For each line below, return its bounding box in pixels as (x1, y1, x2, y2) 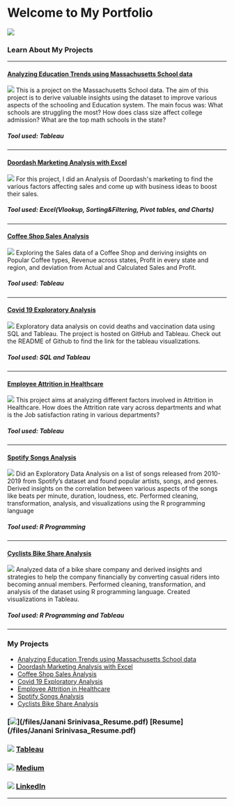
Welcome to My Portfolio (7, 5, 153, 21)
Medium (15, 763, 45, 773)
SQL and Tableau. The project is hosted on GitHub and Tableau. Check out (7, 329, 221, 337)
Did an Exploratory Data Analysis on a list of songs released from (15, 469, 203, 478)
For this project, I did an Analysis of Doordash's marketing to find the (15, 174, 214, 183)
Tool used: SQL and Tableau (7, 353, 91, 361)
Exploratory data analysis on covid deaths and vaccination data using (15, 322, 215, 330)
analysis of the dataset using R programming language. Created (7, 588, 190, 596)
